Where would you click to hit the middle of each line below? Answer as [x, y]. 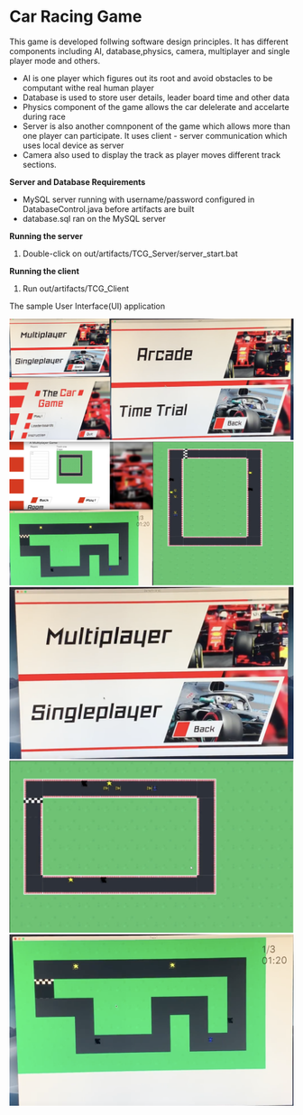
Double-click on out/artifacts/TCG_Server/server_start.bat [130, 253]
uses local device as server [73, 145]
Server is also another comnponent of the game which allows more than [156, 126]
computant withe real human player [88, 88]
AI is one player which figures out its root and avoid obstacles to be [147, 78]
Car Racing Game [76, 17]
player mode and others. [55, 60]
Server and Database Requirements [78, 181]
